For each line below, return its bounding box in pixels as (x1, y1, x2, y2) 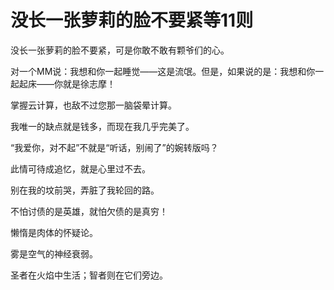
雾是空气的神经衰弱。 (10, 247, 98, 260)
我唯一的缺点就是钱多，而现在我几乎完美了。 (10, 120, 195, 132)
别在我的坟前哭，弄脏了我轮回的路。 (10, 184, 160, 196)
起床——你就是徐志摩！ (18, 77, 116, 90)
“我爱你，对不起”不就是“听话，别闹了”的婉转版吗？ (10, 141, 219, 153)
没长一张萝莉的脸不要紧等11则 (10, 9, 254, 32)
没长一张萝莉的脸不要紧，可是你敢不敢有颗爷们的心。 (10, 44, 230, 56)
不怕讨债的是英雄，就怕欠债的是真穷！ (10, 205, 168, 217)
